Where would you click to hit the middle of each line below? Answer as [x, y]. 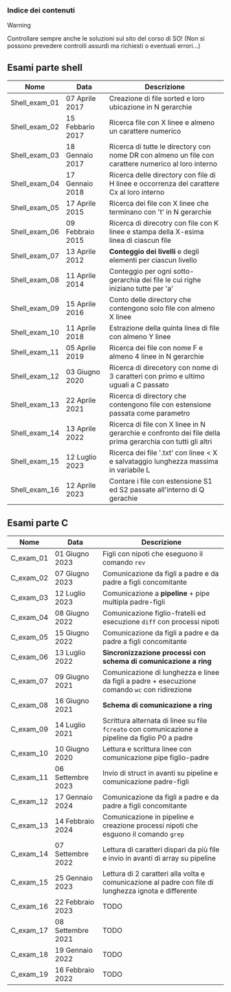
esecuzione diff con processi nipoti [161, 621]
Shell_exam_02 [35, 127]
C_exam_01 [30, 558]
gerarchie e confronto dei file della [165, 433]
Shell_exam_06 [35, 232]
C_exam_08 [30, 705]
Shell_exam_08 [35, 280]
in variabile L [130, 470]
